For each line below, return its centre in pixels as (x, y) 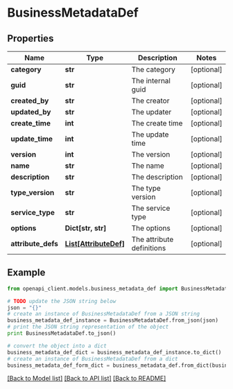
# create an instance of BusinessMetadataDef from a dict (93, 358)
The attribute (153, 239)
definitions (149, 248)
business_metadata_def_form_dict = (59, 365)
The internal (151, 81)
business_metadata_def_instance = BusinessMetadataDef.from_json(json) (113, 320)
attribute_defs (35, 244)
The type (146, 188)
